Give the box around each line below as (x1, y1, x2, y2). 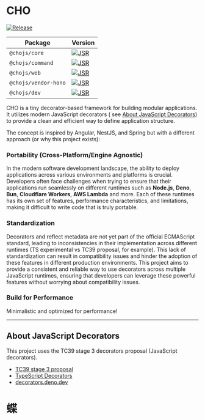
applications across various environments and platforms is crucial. (6, 171, 173, 179)
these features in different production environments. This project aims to (6, 259, 189, 266)
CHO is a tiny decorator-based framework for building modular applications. (6, 104, 198, 111)
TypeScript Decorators (15, 372, 73, 379)
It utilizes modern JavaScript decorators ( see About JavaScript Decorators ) (6, 111, 198, 118)
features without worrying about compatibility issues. (6, 278, 140, 286)
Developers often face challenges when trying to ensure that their (6, 178, 172, 185)
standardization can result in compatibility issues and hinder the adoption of (6, 252, 198, 260)
